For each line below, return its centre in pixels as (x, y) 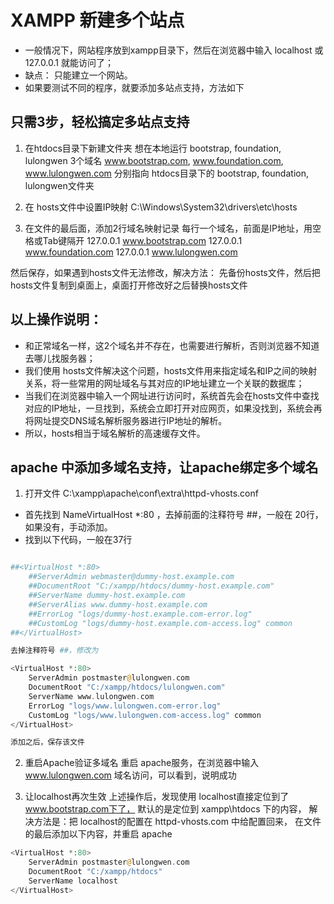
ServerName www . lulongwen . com (91, 696)
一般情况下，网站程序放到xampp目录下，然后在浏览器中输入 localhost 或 (174, 50)
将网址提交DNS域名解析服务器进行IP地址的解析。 (126, 420)
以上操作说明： (56, 319)
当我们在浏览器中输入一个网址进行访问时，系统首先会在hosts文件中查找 (172, 395)
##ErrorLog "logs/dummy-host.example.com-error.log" (140, 614)
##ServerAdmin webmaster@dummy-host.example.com (131, 577)
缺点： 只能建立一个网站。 (78, 75)
